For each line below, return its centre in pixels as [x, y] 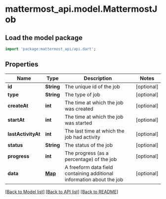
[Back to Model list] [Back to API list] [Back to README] [62, 192]
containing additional [89, 173]
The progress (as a [87, 153]
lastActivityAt [24, 134]
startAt [16, 120]
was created [79, 108]
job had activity [83, 137]
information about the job [94, 179]
